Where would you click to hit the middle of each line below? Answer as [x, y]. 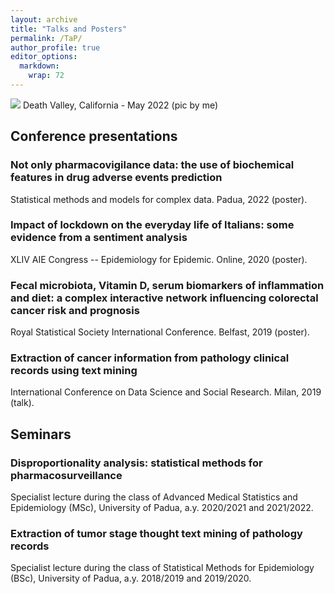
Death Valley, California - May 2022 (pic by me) [120, 105]
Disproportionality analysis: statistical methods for [136, 463]
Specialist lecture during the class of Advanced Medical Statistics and [154, 497]
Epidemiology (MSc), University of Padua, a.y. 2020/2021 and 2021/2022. [162, 508]
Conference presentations [94, 136]
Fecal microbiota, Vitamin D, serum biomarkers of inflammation [167, 285]
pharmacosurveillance [66, 475]
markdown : [39, 66]
